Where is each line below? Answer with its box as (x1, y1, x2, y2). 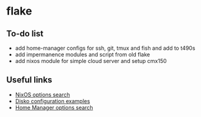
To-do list (6, 28, 44, 39)
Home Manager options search (15, 104, 93, 111)
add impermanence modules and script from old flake (15, 51, 150, 58)
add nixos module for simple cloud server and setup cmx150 (15, 58, 167, 64)
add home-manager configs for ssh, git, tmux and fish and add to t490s (15, 44, 196, 52)
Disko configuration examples (15, 97, 90, 104)
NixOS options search (15, 91, 70, 98)
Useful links (6, 75, 53, 85)
